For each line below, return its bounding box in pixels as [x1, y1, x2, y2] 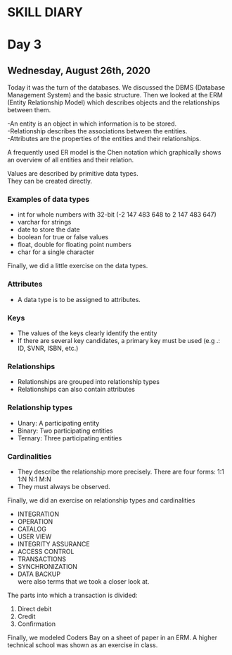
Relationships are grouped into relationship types [17, 378, 160, 386]
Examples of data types [7, 195, 90, 205]
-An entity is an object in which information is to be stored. [7, 119, 177, 128]
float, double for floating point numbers [17, 241, 132, 249]
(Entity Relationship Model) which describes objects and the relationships [7, 98, 220, 107]
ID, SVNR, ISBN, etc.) [17, 344, 79, 353]
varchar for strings [17, 218, 72, 227]
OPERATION [17, 517, 53, 526]
